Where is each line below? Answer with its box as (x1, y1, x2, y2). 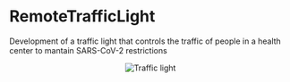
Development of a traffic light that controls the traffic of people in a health (9, 36, 282, 46)
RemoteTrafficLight (9, 6, 156, 27)
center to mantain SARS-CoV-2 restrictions (9, 45, 167, 55)
